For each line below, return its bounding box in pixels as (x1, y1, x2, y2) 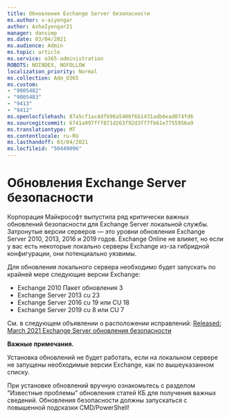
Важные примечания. (7, 340, 74, 348)
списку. (7, 367, 30, 376)
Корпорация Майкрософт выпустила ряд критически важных (7, 212, 189, 221)
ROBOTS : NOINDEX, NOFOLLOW (7, 62, 85, 69)
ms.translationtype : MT (7, 126, 76, 133)
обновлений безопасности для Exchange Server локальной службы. (7, 219, 209, 228)
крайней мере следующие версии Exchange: (7, 270, 141, 278)
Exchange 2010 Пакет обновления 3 (17, 283, 123, 291)
